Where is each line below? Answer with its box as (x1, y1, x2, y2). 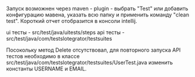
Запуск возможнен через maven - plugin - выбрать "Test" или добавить (6, 5, 188, 12)
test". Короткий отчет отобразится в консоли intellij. (6, 18, 137, 24)
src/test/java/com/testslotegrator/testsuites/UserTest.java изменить (6, 59, 174, 66)
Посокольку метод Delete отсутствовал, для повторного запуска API (6, 46, 181, 53)
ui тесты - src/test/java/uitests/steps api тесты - (6, 29, 125, 36)
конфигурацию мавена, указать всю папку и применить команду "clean (6, 11, 189, 18)
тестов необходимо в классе (6, 53, 80, 59)
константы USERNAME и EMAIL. (6, 65, 87, 72)
